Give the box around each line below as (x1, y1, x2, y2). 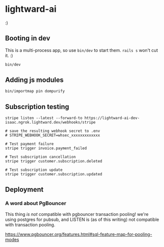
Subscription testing (5, 102, 69, 111)
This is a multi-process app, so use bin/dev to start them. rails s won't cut (5, 47, 158, 53)
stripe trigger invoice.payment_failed (5, 146, 87, 151)
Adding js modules (5, 76, 64, 84)
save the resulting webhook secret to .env (9, 128, 100, 134)
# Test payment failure (5, 142, 54, 147)
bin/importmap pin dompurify (5, 89, 65, 94)
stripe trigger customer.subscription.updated (5, 172, 102, 177)
